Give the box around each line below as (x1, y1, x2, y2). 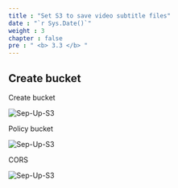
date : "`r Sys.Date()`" (8, 19, 92, 27)
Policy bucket (8, 124, 54, 133)
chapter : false (8, 34, 63, 43)
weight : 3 (8, 27, 45, 35)
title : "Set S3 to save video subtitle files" (8, 11, 172, 20)
